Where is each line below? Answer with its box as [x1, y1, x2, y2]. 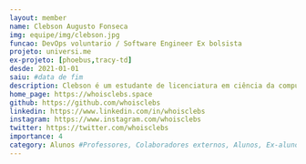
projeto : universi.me [9, 47, 92, 56]
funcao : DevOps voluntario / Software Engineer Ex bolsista [9, 38, 243, 48]
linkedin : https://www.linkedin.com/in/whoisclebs [9, 107, 206, 116]
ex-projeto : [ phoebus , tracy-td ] [9, 56, 132, 65]
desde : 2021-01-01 [9, 65, 79, 74]
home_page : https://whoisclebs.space [9, 89, 153, 98]
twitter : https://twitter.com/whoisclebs [9, 124, 169, 133]
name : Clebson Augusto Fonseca [9, 22, 128, 31]
